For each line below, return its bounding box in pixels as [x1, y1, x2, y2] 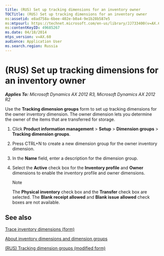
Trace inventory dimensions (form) [5, 226, 75, 233]
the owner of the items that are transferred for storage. [5, 116, 116, 122]
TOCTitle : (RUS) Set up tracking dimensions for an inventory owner [5, 12, 147, 17]
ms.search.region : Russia [5, 44, 58, 48]
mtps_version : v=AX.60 [5, 35, 51, 40]
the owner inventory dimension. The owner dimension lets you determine [5, 111, 152, 117]
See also [5, 213, 32, 222]
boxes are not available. [12, 199, 60, 205]
